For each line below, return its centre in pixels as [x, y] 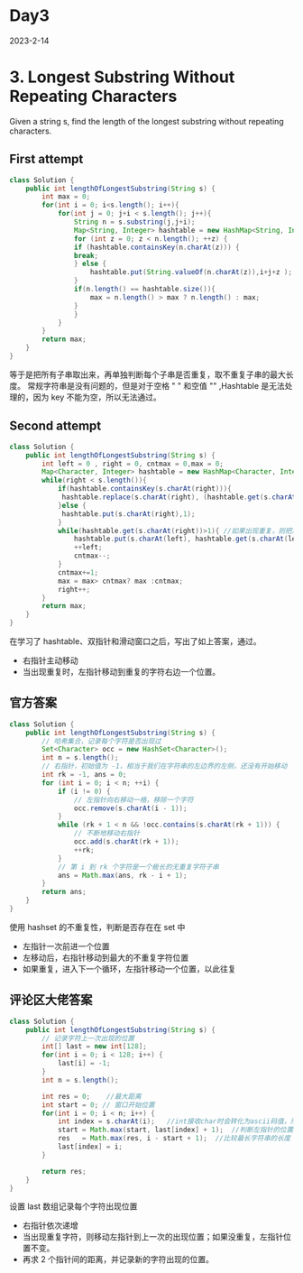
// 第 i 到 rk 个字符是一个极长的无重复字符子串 [138, 867]
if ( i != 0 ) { [84, 791]
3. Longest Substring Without [122, 77]
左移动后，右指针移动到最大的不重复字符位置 [106, 957]
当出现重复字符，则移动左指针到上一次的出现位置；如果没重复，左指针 [153, 1237]
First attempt [46, 159]
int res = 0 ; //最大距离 [92, 1096]
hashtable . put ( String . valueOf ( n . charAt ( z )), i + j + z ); [191, 272]
